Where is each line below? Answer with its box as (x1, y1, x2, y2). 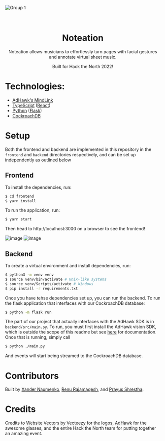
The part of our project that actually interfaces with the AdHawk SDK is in (5, 319, 154, 325)
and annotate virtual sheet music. (49, 54, 117, 60)
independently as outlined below (5, 157, 71, 163)
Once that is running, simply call (5, 334, 70, 340)
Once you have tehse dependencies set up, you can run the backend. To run (5, 295, 161, 301)
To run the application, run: (5, 207, 60, 213)
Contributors (5, 370, 59, 381)
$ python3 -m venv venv (5, 272, 54, 277)
